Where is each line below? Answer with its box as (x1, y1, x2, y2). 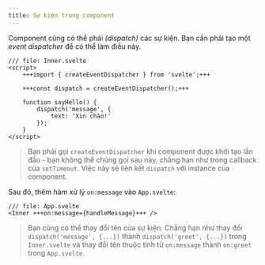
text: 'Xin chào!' (50, 112, 112, 120)
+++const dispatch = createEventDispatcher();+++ (22, 84, 190, 92)
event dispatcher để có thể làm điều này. (8, 41, 142, 51)
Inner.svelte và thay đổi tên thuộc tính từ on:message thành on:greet (27, 240, 252, 249)
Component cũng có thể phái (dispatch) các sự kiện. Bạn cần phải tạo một (8, 33, 251, 43)
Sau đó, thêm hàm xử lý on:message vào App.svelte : (8, 187, 176, 196)
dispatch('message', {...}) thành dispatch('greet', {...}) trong (27, 231, 247, 241)
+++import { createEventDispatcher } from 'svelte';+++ (22, 70, 211, 79)
